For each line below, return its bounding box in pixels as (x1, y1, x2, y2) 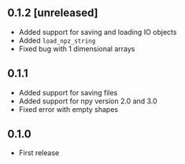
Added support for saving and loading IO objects (18, 27, 177, 36)
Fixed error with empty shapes (18, 104, 119, 114)
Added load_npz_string (18, 35, 96, 45)
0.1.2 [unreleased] (7, 6, 98, 20)
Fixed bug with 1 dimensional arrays (18, 43, 135, 54)
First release (18, 148, 60, 158)
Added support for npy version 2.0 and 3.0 (18, 96, 158, 106)
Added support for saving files (18, 88, 118, 97)
